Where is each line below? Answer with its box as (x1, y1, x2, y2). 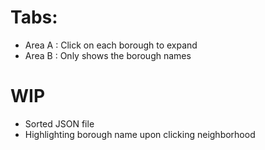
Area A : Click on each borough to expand (24, 39, 198, 51)
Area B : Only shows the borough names (24, 49, 192, 61)
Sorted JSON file (24, 117, 95, 130)
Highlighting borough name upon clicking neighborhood (24, 128, 256, 140)
